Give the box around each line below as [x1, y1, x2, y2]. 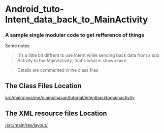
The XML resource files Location [5, 109, 107, 117]
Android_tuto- [5, 3, 64, 15]
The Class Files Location [5, 82, 82, 90]
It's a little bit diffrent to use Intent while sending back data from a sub [17, 52, 160, 58]
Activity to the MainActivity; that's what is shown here [17, 58, 127, 64]
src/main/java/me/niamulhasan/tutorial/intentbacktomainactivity [5, 95, 135, 101]
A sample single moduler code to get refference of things [5, 32, 144, 39]
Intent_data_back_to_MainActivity [5, 14, 148, 25]
